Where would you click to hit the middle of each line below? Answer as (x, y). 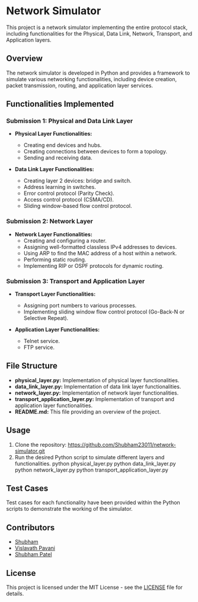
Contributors (31, 528)
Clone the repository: (41, 444)
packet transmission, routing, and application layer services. (79, 85)
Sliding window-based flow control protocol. (78, 206)
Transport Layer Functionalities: (55, 294)
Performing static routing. (55, 260)
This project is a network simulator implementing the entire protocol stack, (97, 27)
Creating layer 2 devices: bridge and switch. (77, 181)
